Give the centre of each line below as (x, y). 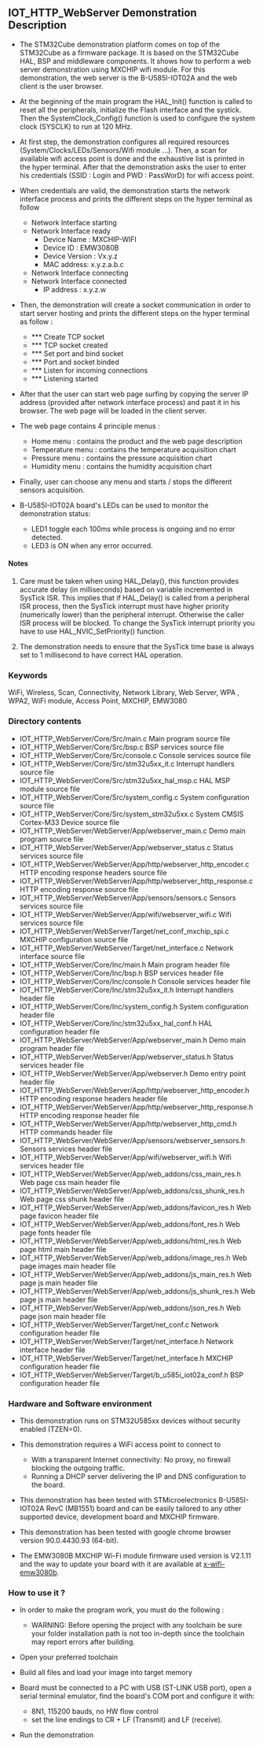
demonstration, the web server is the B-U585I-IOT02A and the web (128, 77)
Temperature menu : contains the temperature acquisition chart (134, 449)
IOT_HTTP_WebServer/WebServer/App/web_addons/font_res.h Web (130, 1224)
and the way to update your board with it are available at (110, 1564)
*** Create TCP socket (68, 336)
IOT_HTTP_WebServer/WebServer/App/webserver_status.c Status (126, 847)
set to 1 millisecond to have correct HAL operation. (101, 655)
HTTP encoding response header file (79, 1115)
